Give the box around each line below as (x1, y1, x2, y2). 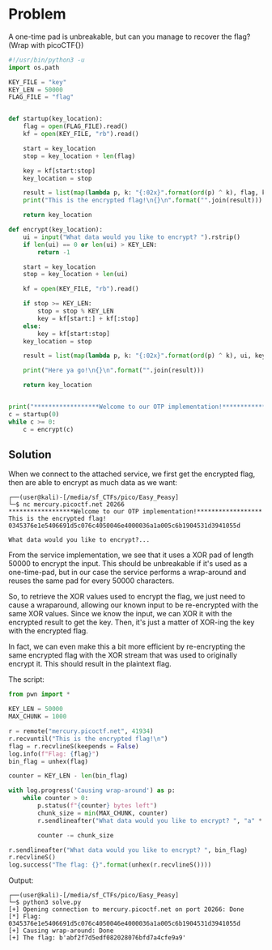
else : (23, 322, 42, 330)
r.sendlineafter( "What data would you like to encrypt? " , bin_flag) (8, 846, 249, 854)
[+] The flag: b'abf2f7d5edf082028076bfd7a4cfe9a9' (8, 934, 186, 942)
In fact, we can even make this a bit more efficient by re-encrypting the (8, 641, 245, 652)
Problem (8, 5, 66, 23)
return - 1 (37, 248, 70, 256)
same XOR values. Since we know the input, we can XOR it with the (8, 609, 232, 619)
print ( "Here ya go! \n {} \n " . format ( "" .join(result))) (23, 366, 205, 375)
